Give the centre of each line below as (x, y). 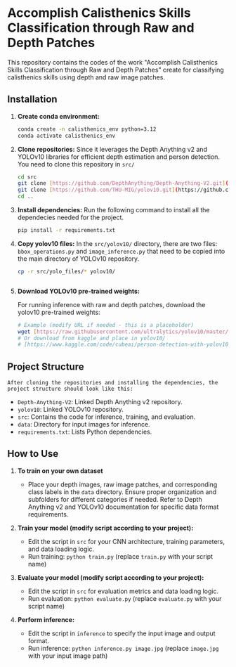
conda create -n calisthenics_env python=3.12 (87, 129)
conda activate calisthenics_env (66, 136)
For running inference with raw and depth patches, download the (111, 304)
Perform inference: (46, 619)
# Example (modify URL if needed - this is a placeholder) (106, 325)
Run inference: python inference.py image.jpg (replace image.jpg (123, 648)
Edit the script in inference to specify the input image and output (122, 633)
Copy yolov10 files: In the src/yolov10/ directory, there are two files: (117, 243)
